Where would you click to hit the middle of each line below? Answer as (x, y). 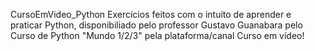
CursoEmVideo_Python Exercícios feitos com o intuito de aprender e (151, 14)
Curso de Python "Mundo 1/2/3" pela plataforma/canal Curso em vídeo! (157, 35)
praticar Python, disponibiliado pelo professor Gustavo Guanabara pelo (156, 25)
